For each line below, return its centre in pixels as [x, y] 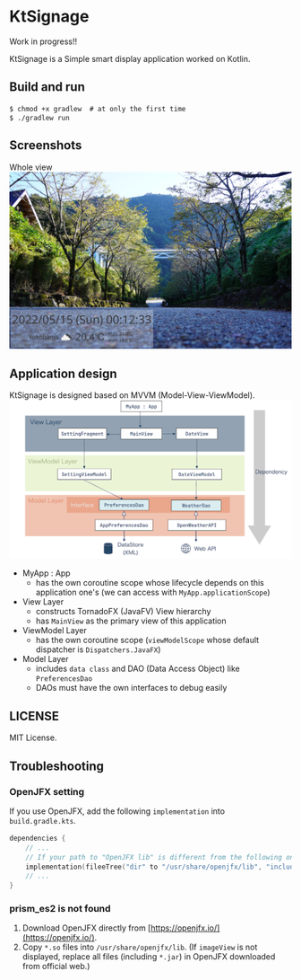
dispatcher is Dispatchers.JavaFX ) [98, 649]
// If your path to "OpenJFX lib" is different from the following [154, 857]
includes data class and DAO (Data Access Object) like [138, 669]
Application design [64, 373]
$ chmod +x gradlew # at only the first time [98, 109]
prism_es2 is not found [60, 909]
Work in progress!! [43, 41]
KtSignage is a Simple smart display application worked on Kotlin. [130, 58]
